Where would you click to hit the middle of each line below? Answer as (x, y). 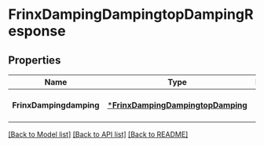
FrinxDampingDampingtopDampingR (131, 15)
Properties (35, 60)
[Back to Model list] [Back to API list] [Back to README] (98, 134)
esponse (37, 31)
